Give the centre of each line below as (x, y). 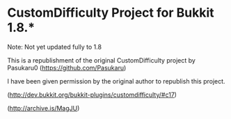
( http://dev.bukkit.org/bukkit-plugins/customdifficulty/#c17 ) (92, 95)
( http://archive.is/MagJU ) (43, 108)
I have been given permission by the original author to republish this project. (116, 81)
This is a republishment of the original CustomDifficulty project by (102, 60)
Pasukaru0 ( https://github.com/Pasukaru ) (67, 68)
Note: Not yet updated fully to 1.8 (55, 47)
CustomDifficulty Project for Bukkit (111, 13)
